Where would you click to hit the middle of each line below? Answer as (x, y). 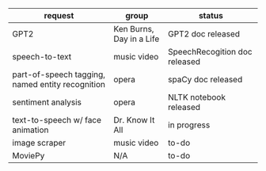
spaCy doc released (205, 80)
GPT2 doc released (203, 34)
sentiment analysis (47, 102)
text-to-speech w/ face (57, 120)
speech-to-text (42, 57)
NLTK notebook (196, 97)
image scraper (39, 143)
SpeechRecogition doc (210, 52)
